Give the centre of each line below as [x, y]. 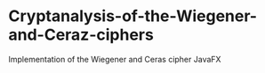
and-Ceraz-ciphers [81, 35]
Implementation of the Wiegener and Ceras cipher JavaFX [115, 59]
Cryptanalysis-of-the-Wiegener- [133, 16]
